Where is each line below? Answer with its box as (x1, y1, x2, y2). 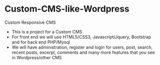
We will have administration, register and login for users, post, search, (11, 44, 153, 50)
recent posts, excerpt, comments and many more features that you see (11, 49, 155, 55)
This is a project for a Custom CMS (11, 29, 83, 34)
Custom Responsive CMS (4, 19, 56, 25)
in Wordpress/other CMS (11, 54, 62, 60)
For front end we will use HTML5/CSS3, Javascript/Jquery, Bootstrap (11, 34, 151, 40)
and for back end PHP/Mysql (11, 39, 70, 45)
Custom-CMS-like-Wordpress (4, 3, 130, 15)
